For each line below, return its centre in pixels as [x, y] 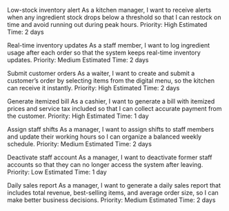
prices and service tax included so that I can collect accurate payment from [114, 109]
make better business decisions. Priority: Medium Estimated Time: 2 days [111, 200]
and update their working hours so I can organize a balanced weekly [104, 137]
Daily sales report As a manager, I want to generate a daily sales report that [114, 185]
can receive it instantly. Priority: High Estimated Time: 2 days [93, 88]
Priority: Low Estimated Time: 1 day [57, 172]
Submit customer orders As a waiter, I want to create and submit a [101, 73]
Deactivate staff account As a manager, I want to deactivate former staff [110, 157]
